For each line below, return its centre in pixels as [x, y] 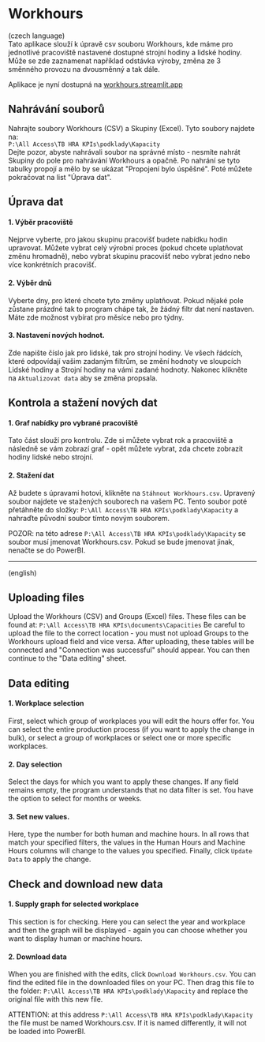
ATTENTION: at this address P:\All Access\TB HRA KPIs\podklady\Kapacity [131, 1014]
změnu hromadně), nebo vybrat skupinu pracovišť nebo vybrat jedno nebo [129, 257]
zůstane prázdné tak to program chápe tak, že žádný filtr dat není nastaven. [131, 309]
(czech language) [37, 36]
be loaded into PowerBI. [47, 1032]
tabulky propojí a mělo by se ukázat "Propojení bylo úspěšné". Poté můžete [130, 169]
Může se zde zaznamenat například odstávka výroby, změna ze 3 [114, 61]
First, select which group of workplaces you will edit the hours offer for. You [131, 721]
